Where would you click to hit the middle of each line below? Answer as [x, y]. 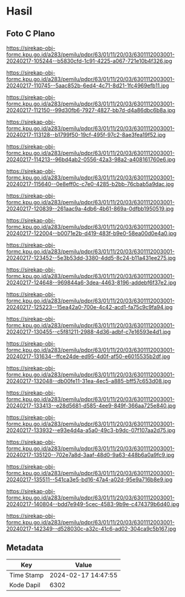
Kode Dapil [25, 585]
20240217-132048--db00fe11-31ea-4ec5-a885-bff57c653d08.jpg [89, 381]
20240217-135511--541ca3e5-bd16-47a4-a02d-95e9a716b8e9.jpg [89, 479]
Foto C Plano [31, 34]
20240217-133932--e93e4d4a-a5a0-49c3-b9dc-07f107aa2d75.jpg [91, 430]
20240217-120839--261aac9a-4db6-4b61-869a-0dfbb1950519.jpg [90, 208]
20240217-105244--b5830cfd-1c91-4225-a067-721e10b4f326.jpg [89, 61]
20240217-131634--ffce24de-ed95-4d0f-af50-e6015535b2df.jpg [88, 356]
